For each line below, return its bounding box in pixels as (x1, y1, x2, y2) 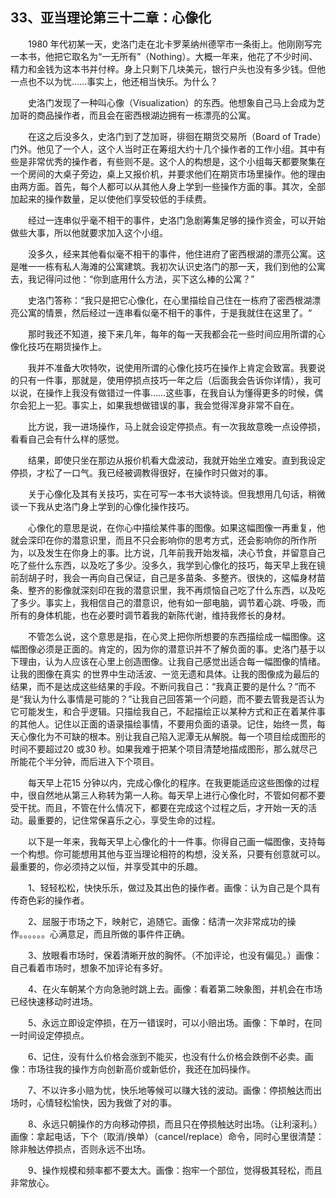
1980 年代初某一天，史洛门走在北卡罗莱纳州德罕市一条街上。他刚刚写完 (27, 38, 322, 50)
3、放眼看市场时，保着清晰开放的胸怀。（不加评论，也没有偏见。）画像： (27, 949, 323, 961)
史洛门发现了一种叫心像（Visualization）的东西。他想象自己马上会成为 (27, 96, 317, 108)
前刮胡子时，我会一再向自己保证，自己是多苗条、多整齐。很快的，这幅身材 (10, 571, 317, 583)
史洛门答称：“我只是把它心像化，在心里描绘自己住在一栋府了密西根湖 (27, 294, 313, 306)
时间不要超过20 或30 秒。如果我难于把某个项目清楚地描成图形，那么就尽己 (10, 743, 318, 755)
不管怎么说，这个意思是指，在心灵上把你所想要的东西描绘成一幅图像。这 (27, 630, 326, 642)
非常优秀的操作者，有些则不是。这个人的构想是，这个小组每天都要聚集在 (27, 155, 326, 167)
